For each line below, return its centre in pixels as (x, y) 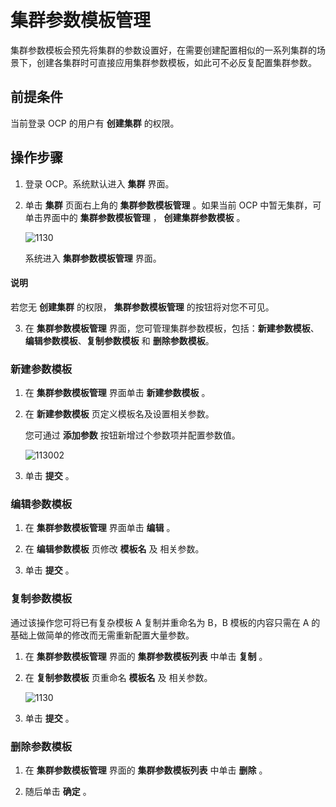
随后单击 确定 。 (58, 791)
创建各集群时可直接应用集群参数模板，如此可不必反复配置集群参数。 (176, 62)
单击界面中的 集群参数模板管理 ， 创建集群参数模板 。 (135, 217)
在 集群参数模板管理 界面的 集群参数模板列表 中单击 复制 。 (146, 656)
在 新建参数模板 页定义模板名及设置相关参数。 (119, 414)
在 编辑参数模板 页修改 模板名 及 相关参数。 (114, 549)
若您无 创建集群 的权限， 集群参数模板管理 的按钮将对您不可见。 (142, 307)
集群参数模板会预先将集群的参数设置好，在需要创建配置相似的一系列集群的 (163, 50)
